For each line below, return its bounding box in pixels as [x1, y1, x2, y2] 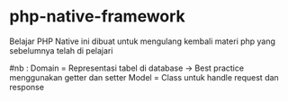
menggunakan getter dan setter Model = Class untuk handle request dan [9, 72, 279, 82]
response [9, 81, 45, 92]
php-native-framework [9, 6, 186, 27]
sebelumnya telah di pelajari [9, 45, 113, 55]
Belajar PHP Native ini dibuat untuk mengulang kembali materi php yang [9, 36, 276, 46]
